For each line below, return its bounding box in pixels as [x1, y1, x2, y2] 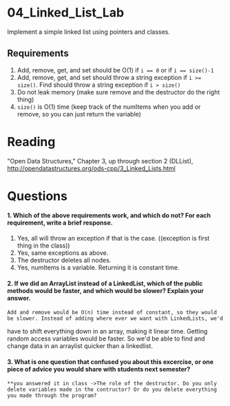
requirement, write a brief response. [7, 219, 113, 227]
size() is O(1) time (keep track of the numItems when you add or [17, 102, 201, 111]
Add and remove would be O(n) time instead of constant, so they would [7, 309, 217, 316]
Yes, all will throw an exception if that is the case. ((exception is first [17, 234, 210, 243]
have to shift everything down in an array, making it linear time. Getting [7, 327, 208, 336]
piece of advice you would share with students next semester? [7, 365, 191, 373]
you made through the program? [7, 392, 97, 399]
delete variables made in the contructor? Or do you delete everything [7, 386, 217, 394]
